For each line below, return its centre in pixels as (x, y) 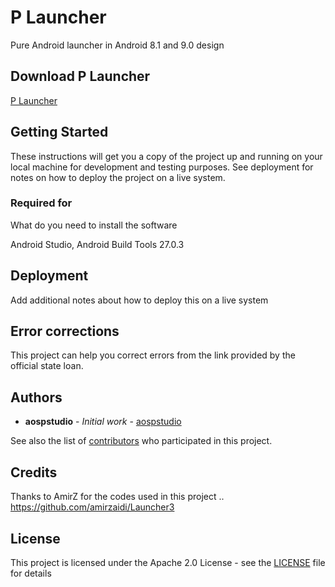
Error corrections (65, 331)
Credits (34, 472)
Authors (36, 397)
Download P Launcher (80, 76)
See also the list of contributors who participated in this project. (141, 441)
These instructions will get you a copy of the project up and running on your (166, 156)
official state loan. (47, 366)
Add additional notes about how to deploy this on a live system (139, 300)
